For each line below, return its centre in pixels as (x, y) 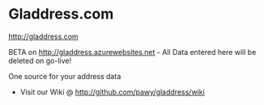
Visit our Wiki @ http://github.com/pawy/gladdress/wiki (112, 92)
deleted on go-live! (40, 61)
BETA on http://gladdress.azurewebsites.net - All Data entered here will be (132, 52)
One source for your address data (65, 76)
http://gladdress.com (43, 36)
